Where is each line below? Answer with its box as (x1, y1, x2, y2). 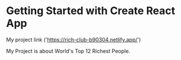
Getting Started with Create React (6, 4, 176, 18)
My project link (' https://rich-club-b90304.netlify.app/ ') (6, 36, 141, 43)
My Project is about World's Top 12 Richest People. (6, 47, 131, 54)
